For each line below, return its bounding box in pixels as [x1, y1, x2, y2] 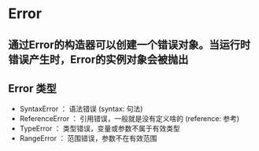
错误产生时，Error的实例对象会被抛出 [8, 53, 189, 66]
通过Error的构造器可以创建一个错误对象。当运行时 [8, 38, 250, 51]
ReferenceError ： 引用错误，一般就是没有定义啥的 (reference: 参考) [19, 114, 240, 123]
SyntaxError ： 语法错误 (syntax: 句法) [19, 104, 143, 114]
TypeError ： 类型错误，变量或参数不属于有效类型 [19, 123, 181, 134]
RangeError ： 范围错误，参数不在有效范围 [19, 134, 157, 143]
